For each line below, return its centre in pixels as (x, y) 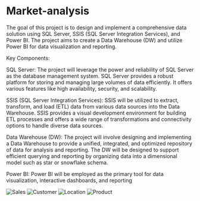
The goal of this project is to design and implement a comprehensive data (96, 27)
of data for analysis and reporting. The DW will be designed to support (93, 150)
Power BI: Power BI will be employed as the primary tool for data (85, 174)
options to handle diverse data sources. (55, 125)
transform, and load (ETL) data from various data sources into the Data (93, 106)
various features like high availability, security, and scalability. (82, 88)
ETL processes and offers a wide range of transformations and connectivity (99, 119)
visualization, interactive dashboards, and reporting (69, 180)
